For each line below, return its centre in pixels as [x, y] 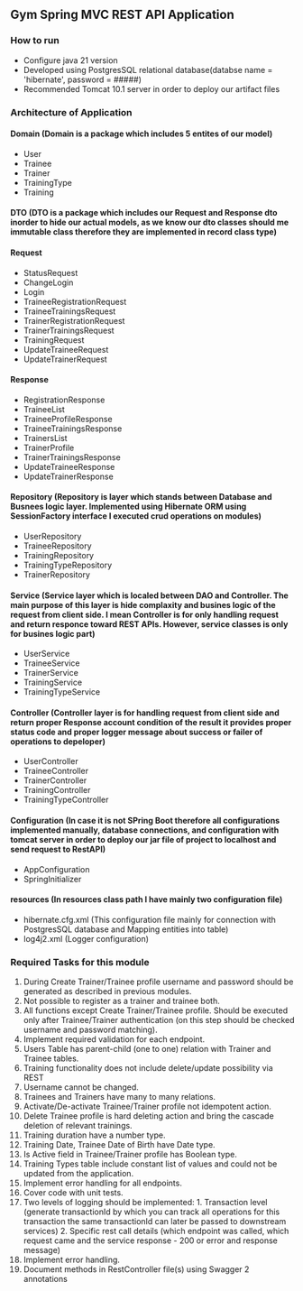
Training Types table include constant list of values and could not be [150, 1164]
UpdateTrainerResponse [68, 476]
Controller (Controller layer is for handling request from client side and [145, 713]
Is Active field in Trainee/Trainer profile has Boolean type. [130, 1155]
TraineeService [51, 663]
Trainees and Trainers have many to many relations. [119, 1097]
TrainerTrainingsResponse [72, 457]
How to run [35, 41]
